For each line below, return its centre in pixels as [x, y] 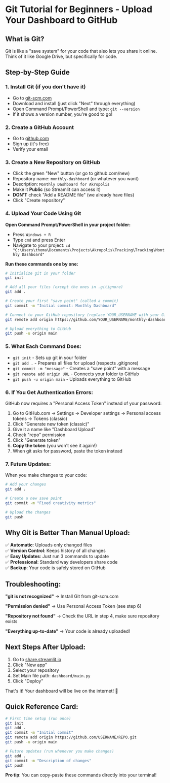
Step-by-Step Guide [37, 72]
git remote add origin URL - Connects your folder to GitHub [76, 374]
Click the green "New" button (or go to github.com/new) [71, 173]
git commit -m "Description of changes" [49, 761]
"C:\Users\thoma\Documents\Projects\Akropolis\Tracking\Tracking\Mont [89, 250]
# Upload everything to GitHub [38, 329]
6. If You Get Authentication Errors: [49, 392]
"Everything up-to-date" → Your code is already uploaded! [68, 631]
